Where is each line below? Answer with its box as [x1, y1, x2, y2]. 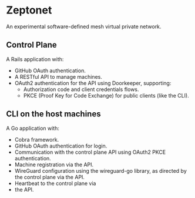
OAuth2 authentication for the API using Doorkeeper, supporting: [14, 79, 172, 86]
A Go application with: [6, 125, 60, 132]
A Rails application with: [6, 55, 64, 62]
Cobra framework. [14, 136, 59, 143]
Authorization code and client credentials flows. [23, 86, 139, 93]
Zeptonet [6, 4, 52, 17]
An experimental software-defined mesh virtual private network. [6, 23, 162, 30]
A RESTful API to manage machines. [14, 73, 103, 80]
